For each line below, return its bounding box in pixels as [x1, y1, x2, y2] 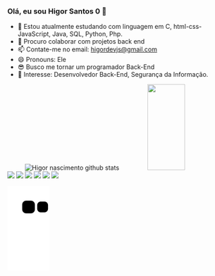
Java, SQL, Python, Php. [52, 30, 123, 38]
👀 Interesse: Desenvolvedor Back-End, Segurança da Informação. [17, 70, 209, 79]
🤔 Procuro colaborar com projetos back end [17, 37, 145, 46]
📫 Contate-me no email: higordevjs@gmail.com [17, 45, 157, 54]
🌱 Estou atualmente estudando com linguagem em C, [17, 23, 172, 31]
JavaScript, [17, 30, 51, 38]
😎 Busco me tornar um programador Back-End [17, 63, 155, 71]
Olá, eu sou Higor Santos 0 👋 [7, 6, 107, 16]
